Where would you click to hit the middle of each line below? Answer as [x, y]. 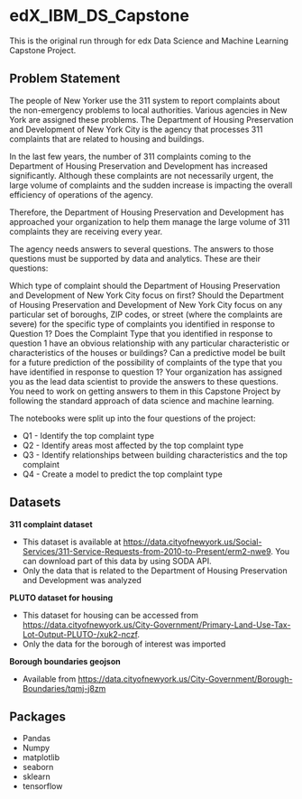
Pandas [37, 739]
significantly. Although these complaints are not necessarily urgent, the [142, 175]
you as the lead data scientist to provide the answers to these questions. [144, 381]
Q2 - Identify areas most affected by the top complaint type [133, 445]
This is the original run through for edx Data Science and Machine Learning [149, 41]
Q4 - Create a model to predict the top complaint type [122, 474]
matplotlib [41, 757]
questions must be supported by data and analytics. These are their [135, 258]
